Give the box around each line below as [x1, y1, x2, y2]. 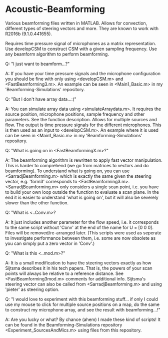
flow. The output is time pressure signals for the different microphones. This [5, 122, 161, 128]
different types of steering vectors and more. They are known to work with [5, 25, 159, 31]
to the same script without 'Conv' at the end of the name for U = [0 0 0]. [5, 224, 154, 230]
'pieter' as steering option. [5, 286, 59, 292]
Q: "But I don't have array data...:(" [5, 96, 76, 102]
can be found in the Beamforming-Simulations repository [5, 321, 122, 327]
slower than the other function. [5, 199, 69, 206]
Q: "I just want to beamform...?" [5, 61, 70, 67]
